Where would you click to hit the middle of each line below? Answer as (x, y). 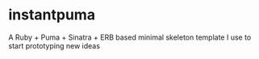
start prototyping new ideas (54, 45)
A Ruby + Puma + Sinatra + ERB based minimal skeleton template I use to (130, 37)
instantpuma (52, 15)
